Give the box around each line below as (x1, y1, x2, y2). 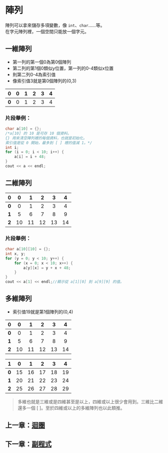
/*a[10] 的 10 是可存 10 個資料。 (5, 131, 71, 136)
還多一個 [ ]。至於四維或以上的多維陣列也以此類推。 (17, 405, 125, 411)
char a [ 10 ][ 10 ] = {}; (5, 247, 51, 252)
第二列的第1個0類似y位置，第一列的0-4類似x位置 (12, 65, 114, 71)
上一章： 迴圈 (5, 421, 45, 430)
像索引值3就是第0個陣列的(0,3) (12, 77, 77, 83)
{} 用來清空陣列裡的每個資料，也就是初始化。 (5, 135, 87, 141)
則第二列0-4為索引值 (12, 71, 56, 77)
